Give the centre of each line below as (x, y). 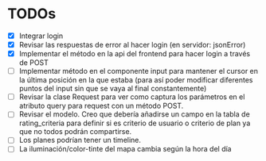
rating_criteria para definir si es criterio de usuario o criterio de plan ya (135, 123)
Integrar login (41, 36)
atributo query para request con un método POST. (101, 106)
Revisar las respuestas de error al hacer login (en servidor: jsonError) (132, 45)
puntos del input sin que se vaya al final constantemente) (113, 89)
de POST (34, 63)
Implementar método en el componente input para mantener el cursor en (139, 71)
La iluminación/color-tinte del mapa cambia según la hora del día (125, 149)
